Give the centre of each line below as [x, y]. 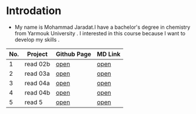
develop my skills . [37, 39]
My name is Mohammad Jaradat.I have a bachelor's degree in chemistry [102, 27]
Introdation [34, 11]
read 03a [37, 73]
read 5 [34, 102]
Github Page [73, 54]
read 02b [37, 64]
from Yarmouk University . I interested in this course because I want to [100, 33]
